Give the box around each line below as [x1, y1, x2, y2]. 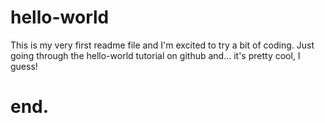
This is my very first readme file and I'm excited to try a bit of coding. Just [10, 39, 315, 51]
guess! [10, 60, 38, 72]
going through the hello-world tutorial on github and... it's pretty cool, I [10, 49, 301, 61]
